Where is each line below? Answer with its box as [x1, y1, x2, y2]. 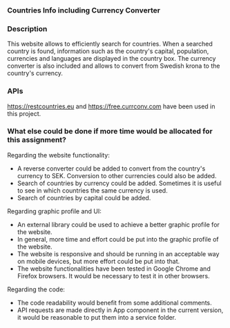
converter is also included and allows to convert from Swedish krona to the [7, 61, 220, 70]
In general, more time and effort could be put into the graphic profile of [17, 235, 219, 243]
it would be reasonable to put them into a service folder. [17, 313, 177, 321]
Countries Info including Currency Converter [7, 6, 161, 15]
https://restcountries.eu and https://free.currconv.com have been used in [7, 102, 215, 110]
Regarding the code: [7, 285, 66, 293]
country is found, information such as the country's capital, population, [7, 47, 209, 55]
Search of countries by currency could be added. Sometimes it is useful [17, 179, 222, 187]
